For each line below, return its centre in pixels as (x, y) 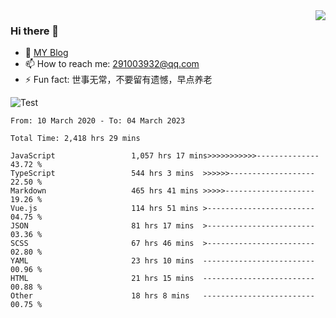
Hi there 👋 (35, 31)
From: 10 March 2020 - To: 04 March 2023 (98, 121)
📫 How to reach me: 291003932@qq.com (112, 64)
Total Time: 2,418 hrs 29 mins (75, 139)
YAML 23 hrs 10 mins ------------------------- (162, 261)
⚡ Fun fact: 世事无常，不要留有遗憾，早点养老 (118, 80)
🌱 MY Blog (46, 53)
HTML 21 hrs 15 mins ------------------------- (162, 279)
